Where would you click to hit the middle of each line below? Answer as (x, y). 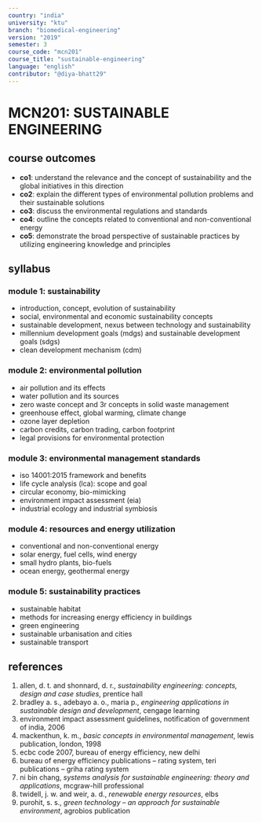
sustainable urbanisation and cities (76, 634)
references (36, 666)
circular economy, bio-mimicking (73, 491)
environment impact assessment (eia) (80, 500)
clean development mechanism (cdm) (81, 350)
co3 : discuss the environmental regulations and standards (113, 211)
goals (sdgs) (40, 342)
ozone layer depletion (55, 421)
